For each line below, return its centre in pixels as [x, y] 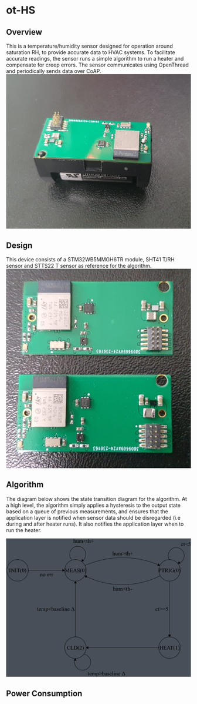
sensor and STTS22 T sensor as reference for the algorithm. [79, 266]
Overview [24, 32]
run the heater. [24, 530]
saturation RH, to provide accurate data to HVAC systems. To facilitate [91, 52]
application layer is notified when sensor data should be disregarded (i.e [93, 517]
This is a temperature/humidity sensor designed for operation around [89, 46]
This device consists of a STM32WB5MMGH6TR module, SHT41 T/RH [90, 260]
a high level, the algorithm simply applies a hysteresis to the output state [93, 505]
